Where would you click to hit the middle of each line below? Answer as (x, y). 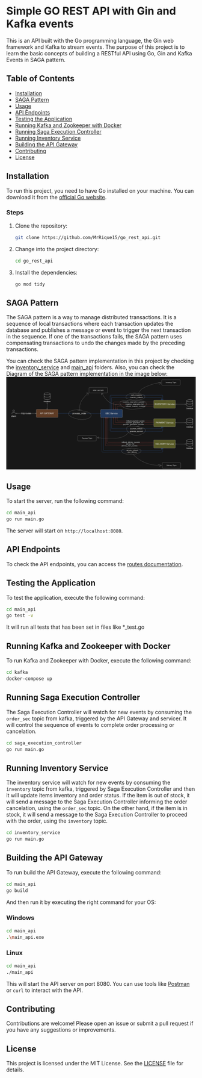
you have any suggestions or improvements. (61, 1030)
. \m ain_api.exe (25, 937)
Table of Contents (41, 79)
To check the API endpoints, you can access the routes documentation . (95, 564)
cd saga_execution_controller (44, 743)
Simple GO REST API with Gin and (91, 11)
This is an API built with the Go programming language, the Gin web (90, 40)
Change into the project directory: (57, 249)
